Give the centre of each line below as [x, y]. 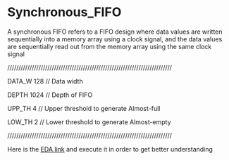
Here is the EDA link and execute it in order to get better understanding [110, 149]
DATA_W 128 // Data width [45, 81]
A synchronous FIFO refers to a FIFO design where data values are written [115, 32]
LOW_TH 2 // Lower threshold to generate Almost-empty [89, 122]
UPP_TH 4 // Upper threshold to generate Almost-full [84, 108]
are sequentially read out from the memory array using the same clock [110, 46]
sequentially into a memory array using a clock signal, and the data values [115, 39]
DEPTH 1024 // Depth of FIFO [50, 95]
